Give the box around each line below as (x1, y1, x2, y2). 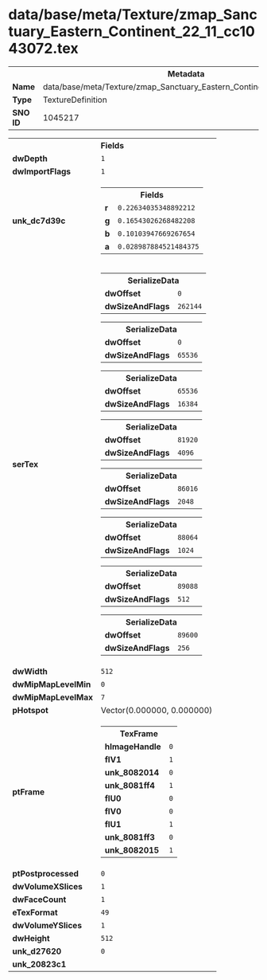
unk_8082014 (104, 766, 160, 778)
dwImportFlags (12, 166, 72, 177)
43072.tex (8, 40, 79, 57)
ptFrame (12, 786, 45, 798)
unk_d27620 (12, 946, 62, 957)
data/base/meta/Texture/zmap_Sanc (8, 6, 258, 24)
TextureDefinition (42, 94, 107, 105)
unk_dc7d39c (12, 215, 66, 226)
